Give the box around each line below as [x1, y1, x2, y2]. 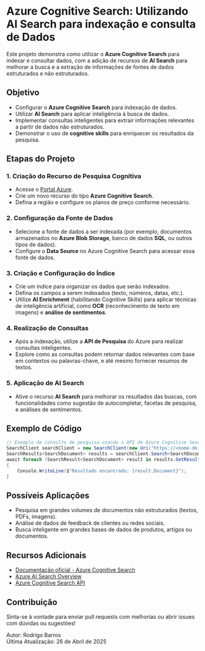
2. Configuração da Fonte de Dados [6, 214, 113, 222]
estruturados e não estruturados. [6, 69, 90, 77]
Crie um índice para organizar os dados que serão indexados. [15, 283, 171, 290]
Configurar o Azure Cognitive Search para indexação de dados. [15, 104, 178, 111]
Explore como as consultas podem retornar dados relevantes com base [15, 350, 195, 358]
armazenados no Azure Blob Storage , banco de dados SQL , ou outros [15, 234, 192, 241]
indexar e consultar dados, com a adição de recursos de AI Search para [6, 57, 188, 64]
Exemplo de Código [6, 424, 82, 434]
